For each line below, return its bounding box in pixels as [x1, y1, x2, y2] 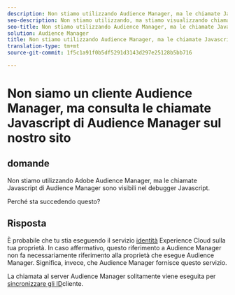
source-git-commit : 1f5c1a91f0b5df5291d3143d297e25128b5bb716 [7, 50, 192, 57]
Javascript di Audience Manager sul [7, 115, 222, 131]
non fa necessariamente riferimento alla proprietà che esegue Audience [7, 251, 215, 259]
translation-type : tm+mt [7, 43, 80, 50]
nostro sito [7, 130, 71, 146]
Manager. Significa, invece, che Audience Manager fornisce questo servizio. [7, 258, 227, 266]
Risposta [7, 217, 47, 229]
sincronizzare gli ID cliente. [7, 279, 84, 287]
